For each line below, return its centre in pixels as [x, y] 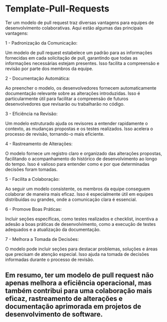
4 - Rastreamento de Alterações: [39, 144]
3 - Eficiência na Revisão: [31, 114]
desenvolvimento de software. [54, 314]
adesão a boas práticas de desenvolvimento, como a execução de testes [80, 224]
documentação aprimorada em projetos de [73, 307]
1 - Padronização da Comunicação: [41, 43]
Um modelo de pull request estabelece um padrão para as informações [79, 53]
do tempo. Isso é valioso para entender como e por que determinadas [77, 164]
